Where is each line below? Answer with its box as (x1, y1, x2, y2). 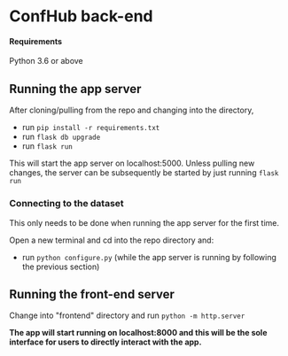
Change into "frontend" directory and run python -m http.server (9, 310, 245, 321)
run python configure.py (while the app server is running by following (21, 252, 277, 262)
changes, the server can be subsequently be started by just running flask (9, 167, 279, 178)
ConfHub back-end (9, 6, 153, 27)
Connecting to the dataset (9, 197, 124, 210)
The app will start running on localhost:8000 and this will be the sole (9, 328, 268, 338)
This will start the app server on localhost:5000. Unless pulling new (9, 158, 255, 169)
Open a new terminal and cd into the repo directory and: (9, 235, 214, 245)
